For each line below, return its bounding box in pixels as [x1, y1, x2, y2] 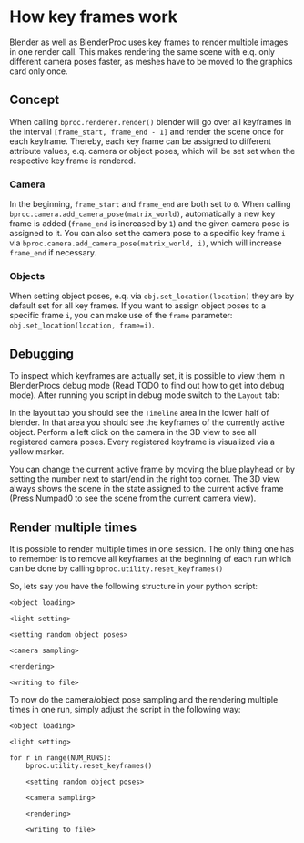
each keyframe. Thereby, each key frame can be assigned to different [9, 135, 271, 147]
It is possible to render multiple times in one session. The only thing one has [9, 543, 294, 554]
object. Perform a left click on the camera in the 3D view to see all [9, 427, 257, 438]
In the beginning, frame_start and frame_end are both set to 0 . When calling [9, 199, 291, 210]
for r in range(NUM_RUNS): [9, 753, 112, 763]
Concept [9, 92, 60, 108]
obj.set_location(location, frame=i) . [9, 319, 155, 330]
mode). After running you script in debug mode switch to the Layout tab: [9, 390, 279, 401]
